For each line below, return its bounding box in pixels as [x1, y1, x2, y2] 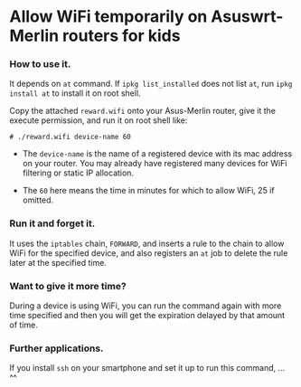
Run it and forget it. [9, 217, 96, 230]
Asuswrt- [211, 6, 284, 27]
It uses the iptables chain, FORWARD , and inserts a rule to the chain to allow [9, 238, 285, 249]
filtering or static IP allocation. [22, 167, 134, 178]
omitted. [22, 194, 54, 205]
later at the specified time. [9, 257, 107, 268]
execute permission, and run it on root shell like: [9, 115, 188, 126]
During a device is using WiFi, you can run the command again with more [9, 300, 282, 311]
